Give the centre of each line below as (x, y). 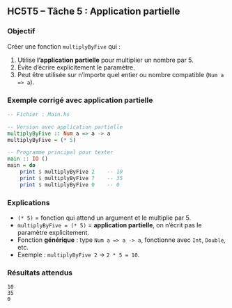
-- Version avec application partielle (65, 127)
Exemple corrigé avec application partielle (80, 100)
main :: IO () (28, 159)
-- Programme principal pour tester (60, 152)
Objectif (21, 31)
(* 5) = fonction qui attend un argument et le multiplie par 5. (104, 218)
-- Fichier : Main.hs (39, 114)
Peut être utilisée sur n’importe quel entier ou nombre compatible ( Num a (121, 74)
